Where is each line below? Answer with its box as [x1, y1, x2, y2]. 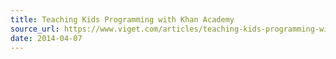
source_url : [10, 24, 60, 34]
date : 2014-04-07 [10, 33, 83, 43]
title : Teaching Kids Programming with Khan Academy [10, 14, 235, 25]
